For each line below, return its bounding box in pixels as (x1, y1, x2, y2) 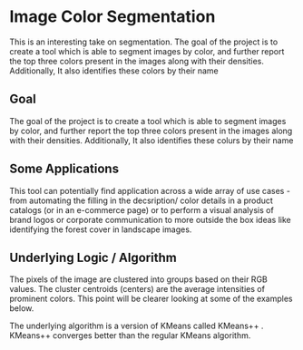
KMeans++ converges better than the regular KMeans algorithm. (9, 330, 251, 341)
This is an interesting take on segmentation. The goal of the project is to (9, 36, 279, 47)
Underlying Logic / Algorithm (9, 249, 177, 265)
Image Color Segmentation (9, 6, 216, 27)
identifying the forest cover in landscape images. (9, 224, 192, 235)
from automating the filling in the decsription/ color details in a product (9, 195, 274, 206)
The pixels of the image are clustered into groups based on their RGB (9, 274, 268, 285)
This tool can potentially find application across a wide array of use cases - (9, 185, 290, 196)
